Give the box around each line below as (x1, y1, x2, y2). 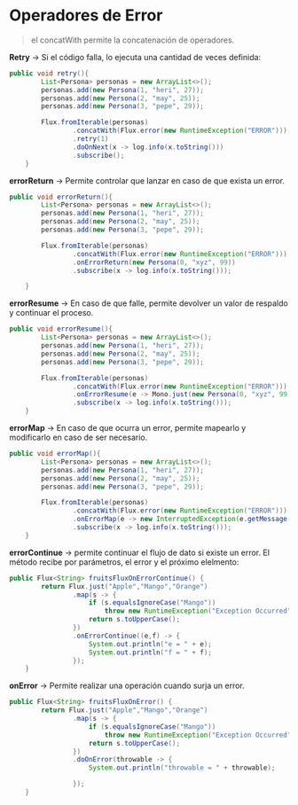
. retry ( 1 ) (72, 135, 109, 144)
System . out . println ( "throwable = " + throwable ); (88, 763, 276, 772)
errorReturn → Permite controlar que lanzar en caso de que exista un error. (9, 175, 286, 186)
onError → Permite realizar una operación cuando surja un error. (9, 680, 246, 692)
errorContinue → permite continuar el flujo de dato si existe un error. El (9, 547, 271, 558)
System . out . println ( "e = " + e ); (88, 639, 213, 648)
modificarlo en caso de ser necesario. (9, 432, 148, 443)
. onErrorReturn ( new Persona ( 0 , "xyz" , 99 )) (72, 258, 237, 267)
